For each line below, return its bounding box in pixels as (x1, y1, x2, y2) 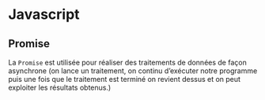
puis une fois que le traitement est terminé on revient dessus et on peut (8, 75, 241, 83)
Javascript (8, 6, 81, 24)
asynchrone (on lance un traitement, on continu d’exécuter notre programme (8, 66, 258, 76)
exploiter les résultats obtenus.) (8, 83, 112, 92)
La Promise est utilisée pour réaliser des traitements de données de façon (8, 57, 247, 67)
